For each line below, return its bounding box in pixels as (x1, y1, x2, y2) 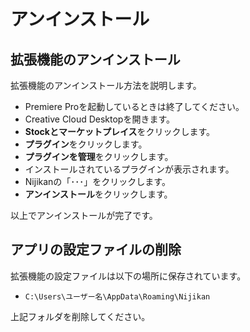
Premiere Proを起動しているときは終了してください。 (24, 101, 245, 112)
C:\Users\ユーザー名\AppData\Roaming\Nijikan (24, 291, 211, 302)
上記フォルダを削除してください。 (10, 310, 151, 322)
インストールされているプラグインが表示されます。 (24, 163, 235, 175)
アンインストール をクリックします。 (24, 188, 173, 200)
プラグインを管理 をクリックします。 (24, 151, 174, 162)
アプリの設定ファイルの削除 (10, 241, 182, 259)
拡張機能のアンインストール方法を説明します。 (10, 80, 202, 91)
